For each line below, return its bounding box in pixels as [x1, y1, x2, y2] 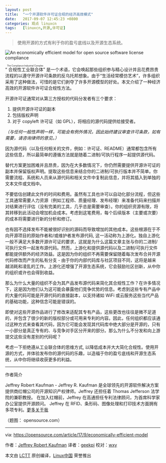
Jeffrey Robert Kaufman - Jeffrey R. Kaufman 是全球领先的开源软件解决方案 [5, 382, 159, 388]
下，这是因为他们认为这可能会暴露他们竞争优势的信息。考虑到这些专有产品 [5, 286, 156, 292]
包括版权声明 [12, 112, 38, 118]
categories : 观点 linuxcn [5, 21, 57, 26]
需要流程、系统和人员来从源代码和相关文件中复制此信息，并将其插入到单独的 [5, 175, 161, 181]
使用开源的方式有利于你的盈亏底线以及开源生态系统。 [17, 40, 126, 46]
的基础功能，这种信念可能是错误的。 [5, 299, 79, 305]
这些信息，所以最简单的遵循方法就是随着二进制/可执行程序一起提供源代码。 [5, 152, 158, 158]
